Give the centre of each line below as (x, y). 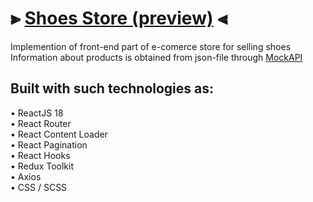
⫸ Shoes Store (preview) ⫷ (119, 18)
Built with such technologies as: (112, 88)
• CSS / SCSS (39, 187)
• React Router (41, 123)
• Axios (26, 176)
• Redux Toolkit (42, 166)
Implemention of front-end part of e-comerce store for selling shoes (151, 46)
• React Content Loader (59, 134)
